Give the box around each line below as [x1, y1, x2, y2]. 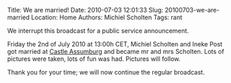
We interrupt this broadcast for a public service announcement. [7, 27, 189, 35]
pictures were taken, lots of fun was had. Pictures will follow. [7, 55, 181, 63]
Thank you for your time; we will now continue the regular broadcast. [7, 68, 205, 76]
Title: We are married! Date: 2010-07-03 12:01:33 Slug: [7, 6, 164, 14]
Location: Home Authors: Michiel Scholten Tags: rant [31, 13, 183, 21]
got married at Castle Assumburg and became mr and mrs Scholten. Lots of [7, 48, 225, 55]
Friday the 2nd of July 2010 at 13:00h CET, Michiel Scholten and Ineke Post [7, 40, 223, 48]
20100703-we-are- [164, 6, 220, 14]
